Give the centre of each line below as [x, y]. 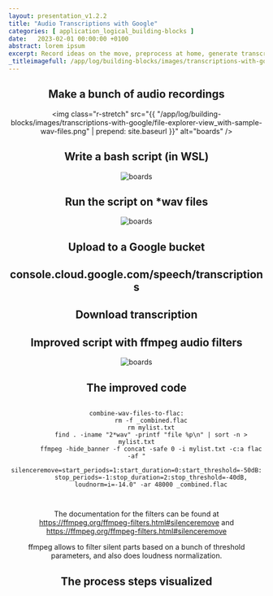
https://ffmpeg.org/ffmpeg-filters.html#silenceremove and [136, 523]
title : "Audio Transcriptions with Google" [83, 24]
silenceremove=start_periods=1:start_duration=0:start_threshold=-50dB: [136, 471]
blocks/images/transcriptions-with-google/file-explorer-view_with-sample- [136, 122]
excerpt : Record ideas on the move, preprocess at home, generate [123, 54]
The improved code [136, 387]
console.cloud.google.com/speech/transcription [136, 274]
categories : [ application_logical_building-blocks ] [102, 31]
